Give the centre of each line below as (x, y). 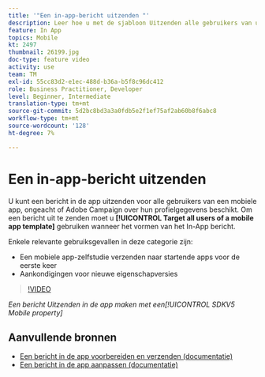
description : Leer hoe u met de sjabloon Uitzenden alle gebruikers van (130, 23)
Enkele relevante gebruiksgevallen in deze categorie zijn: (101, 241)
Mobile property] (35, 312)
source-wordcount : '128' (49, 126)
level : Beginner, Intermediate (60, 96)
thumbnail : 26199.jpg (44, 52)
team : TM (22, 74)
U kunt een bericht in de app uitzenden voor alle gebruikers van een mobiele (132, 201)
